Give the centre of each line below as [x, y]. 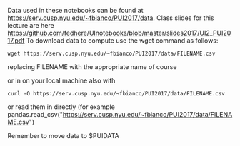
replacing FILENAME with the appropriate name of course [92, 67]
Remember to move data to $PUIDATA [63, 136]
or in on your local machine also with [61, 80]
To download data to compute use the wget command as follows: [122, 41]
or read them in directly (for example [61, 107]
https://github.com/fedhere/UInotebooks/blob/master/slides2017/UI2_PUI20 [119, 33]
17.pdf [16, 41]
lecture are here [31, 25]
